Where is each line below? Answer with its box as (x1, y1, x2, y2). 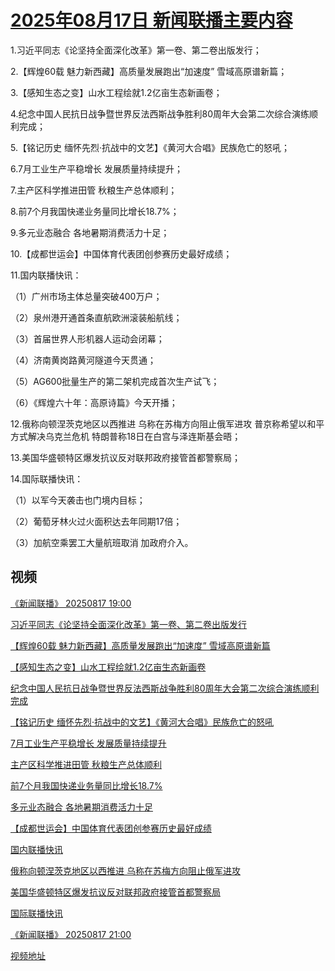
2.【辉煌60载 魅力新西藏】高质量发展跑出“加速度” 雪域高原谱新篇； (10, 65, 288, 77)
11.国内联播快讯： (10, 269, 82, 281)
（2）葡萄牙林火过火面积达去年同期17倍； (10, 515, 183, 527)
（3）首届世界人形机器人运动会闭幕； (10, 332, 165, 345)
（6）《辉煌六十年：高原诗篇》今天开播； (10, 396, 178, 408)
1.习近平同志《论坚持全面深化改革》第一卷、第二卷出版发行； (10, 44, 262, 56)
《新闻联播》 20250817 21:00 (10, 928, 132, 940)
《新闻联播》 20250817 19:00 (10, 597, 132, 609)
